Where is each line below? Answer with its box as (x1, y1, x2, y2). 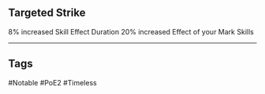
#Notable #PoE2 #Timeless (8, 78, 97, 87)
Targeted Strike (8, 6, 86, 20)
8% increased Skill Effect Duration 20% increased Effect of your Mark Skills (8, 27, 254, 36)
